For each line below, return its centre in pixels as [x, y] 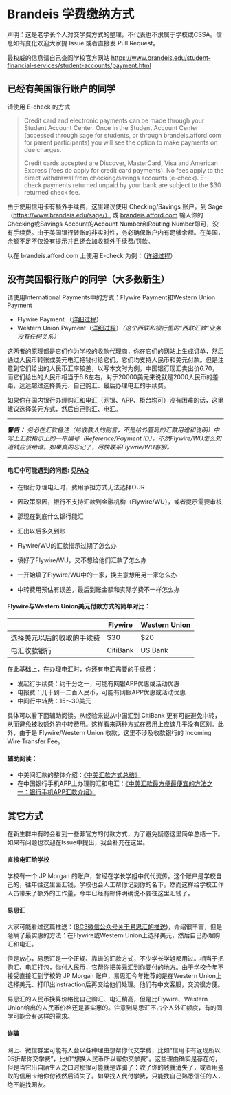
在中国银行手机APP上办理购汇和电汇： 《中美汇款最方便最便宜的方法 [112, 784]
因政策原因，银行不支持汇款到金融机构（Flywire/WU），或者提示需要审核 [119, 501]
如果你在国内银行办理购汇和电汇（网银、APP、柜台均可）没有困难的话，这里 [115, 400]
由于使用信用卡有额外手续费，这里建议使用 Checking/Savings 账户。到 [107, 206]
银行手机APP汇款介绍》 [63, 792]
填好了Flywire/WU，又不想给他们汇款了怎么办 [82, 560]
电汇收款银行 [32, 650]
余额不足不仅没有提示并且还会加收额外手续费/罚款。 [81, 241]
